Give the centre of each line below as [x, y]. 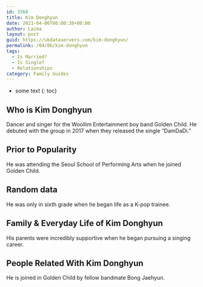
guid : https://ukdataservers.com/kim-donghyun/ [68, 40]
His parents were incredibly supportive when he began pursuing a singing [98, 238]
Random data [32, 190]
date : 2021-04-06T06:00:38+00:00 [48, 23]
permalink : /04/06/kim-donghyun [47, 46]
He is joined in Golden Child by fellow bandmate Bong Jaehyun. [86, 278]
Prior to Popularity [42, 150]
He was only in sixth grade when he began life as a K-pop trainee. [88, 204]
